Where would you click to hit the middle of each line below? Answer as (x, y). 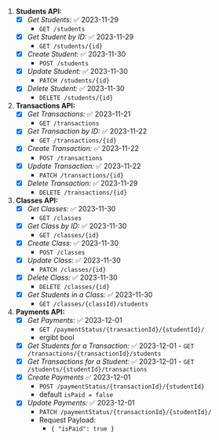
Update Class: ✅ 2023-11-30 (74, 260)
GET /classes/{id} (69, 235)
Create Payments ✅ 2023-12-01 (79, 377)
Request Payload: (68, 420)
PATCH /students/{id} (74, 81)
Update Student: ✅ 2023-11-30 (77, 71)
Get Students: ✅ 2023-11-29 (73, 20)
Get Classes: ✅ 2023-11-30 (71, 208)
